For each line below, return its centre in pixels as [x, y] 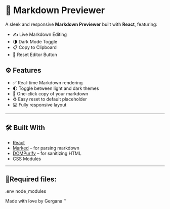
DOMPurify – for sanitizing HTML [47, 153]
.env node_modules [26, 191]
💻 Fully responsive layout [39, 104]
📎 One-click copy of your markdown [50, 93]
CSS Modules [27, 159]
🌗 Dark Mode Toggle [35, 41]
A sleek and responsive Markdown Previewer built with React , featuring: [81, 24]
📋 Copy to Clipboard [35, 47]
